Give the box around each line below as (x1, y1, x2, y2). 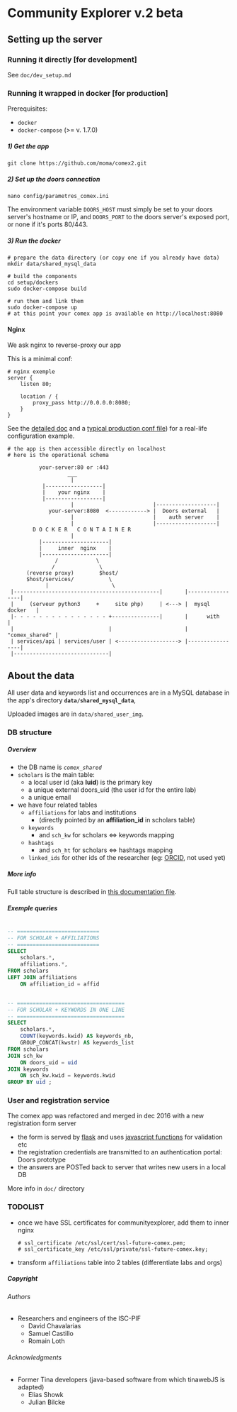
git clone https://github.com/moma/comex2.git (7, 160, 147, 167)
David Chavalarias (28, 1322, 81, 1330)
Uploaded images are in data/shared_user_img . (7, 710, 144, 718)
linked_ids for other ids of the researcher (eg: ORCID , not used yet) (28, 853, 226, 861)
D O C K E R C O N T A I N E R (33, 526, 132, 534)
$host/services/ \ (25, 576, 112, 583)
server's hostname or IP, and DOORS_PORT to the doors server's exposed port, (7, 213, 230, 221)
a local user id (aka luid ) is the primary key (28, 778, 153, 786)
